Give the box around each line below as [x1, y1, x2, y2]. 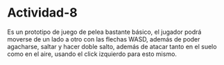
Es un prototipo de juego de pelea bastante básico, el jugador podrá [7, 28, 202, 36]
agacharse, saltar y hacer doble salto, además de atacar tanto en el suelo [7, 42, 217, 50]
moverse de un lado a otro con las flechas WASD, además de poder [7, 35, 200, 43]
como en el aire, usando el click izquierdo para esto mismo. [7, 50, 177, 58]
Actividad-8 [7, 5, 78, 21]
